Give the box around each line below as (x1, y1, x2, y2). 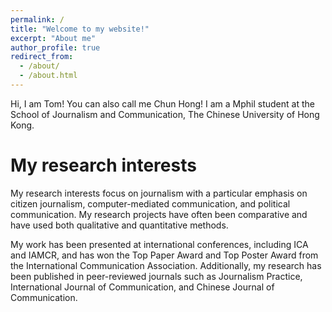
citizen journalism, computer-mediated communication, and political (10, 197, 291, 210)
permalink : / (10, 14, 65, 25)
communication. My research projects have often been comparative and (10, 208, 308, 220)
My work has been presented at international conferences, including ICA (10, 238, 309, 250)
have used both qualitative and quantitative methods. (10, 219, 229, 231)
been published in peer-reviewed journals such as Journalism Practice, (10, 270, 303, 282)
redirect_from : (10, 52, 74, 62)
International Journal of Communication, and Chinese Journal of (10, 281, 275, 293)
